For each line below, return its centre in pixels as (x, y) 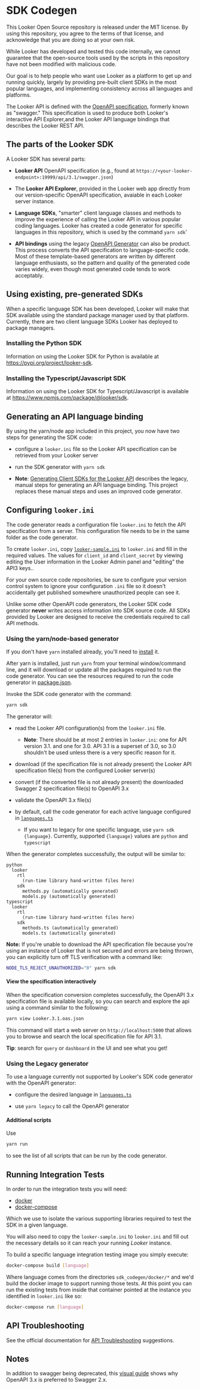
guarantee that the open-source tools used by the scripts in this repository (98, 58)
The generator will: (29, 716)
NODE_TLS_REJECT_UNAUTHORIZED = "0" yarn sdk (61, 968)
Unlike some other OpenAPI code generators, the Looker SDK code (89, 604)
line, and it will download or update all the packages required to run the (93, 670)
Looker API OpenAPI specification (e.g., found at (75, 170)
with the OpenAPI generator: (41, 1083)
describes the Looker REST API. (45, 125)
